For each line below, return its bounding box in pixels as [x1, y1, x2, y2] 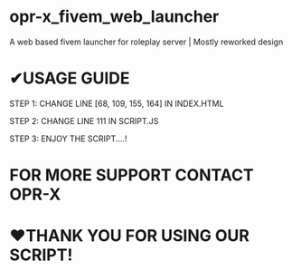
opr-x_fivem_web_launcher [9, 6, 220, 27]
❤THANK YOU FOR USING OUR [9, 226, 250, 246]
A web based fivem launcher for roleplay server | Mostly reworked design [9, 36, 284, 47]
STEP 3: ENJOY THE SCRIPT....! [9, 133, 127, 144]
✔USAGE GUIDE [9, 68, 130, 89]
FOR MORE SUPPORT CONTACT [9, 165, 255, 186]
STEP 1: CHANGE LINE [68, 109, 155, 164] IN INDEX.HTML [9, 98, 224, 109]
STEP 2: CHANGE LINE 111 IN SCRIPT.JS [9, 115, 159, 126]
